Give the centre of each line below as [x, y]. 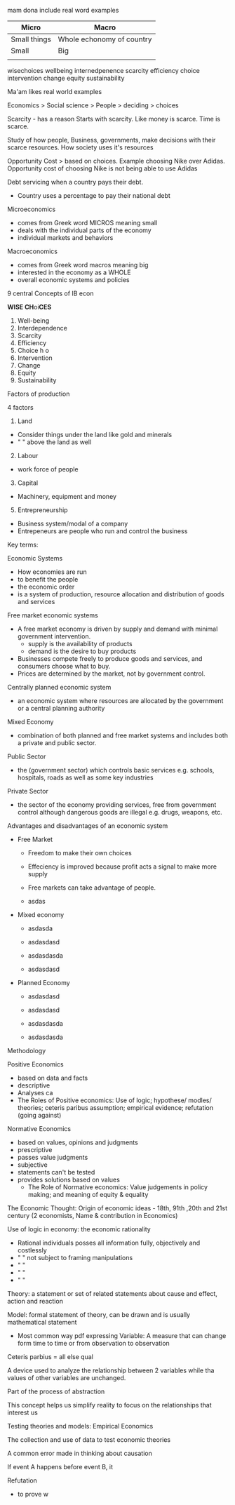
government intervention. [54, 636]
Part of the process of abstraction [56, 1391]
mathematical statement [42, 1322]
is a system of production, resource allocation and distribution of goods [121, 594]
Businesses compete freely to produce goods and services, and [110, 658]
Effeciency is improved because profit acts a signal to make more [122, 867]
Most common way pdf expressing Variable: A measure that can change [122, 1336]
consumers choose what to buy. [64, 666]
